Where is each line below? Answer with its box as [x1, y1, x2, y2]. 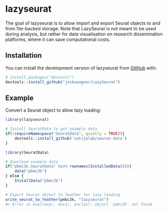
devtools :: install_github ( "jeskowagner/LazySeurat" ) [5, 79, 120, 84]
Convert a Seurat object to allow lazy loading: [5, 107, 101, 113]
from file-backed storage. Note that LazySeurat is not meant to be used [5, 25, 156, 31]
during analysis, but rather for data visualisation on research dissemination [5, 31, 163, 37]
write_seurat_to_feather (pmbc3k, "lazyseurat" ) [5, 197, 109, 202]
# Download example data [5, 159, 58, 164]
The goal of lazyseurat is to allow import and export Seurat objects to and [5, 20, 160, 26]
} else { [5, 174, 24, 179]
